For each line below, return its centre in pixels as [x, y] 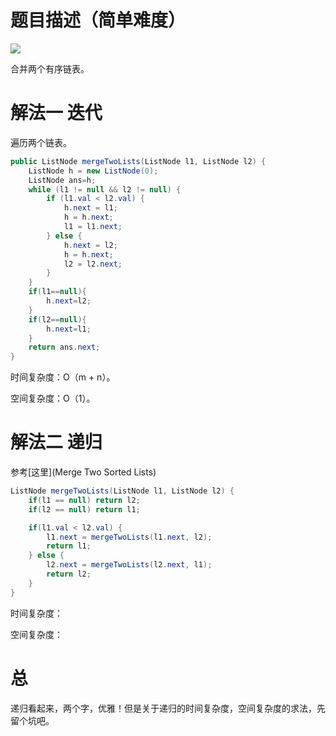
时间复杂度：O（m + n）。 [63, 377]
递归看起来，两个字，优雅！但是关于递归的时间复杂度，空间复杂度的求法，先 [168, 708]
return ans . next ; [64, 347]
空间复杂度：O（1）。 [53, 398]
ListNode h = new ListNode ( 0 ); [93, 171]
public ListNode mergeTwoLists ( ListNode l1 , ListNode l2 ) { [138, 161]
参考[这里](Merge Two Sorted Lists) [83, 472]
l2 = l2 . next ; [93, 264]
